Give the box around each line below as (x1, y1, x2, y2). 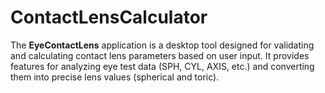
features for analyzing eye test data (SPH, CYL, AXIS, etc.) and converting (10, 60, 315, 72)
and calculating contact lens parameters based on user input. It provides (10, 49, 310, 61)
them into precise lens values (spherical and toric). (10, 71, 220, 83)
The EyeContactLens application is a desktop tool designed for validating (10, 39, 315, 51)
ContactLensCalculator (10, 6, 208, 29)
